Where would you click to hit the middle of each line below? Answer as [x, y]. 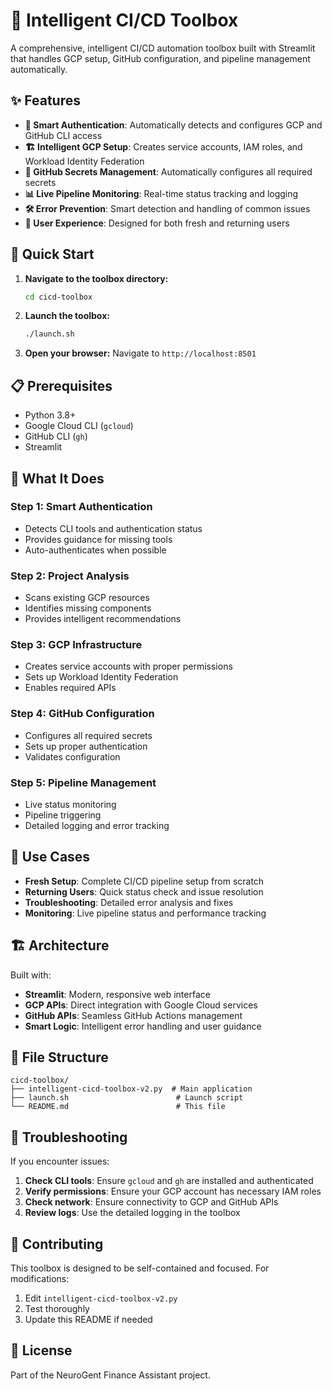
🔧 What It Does [57, 478]
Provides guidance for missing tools [98, 539]
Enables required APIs [70, 688]
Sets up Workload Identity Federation [101, 677]
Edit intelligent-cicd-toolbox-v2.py [101, 1298]
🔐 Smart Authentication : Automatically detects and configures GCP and [173, 125]
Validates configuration [72, 756]
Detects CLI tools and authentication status [113, 528]
